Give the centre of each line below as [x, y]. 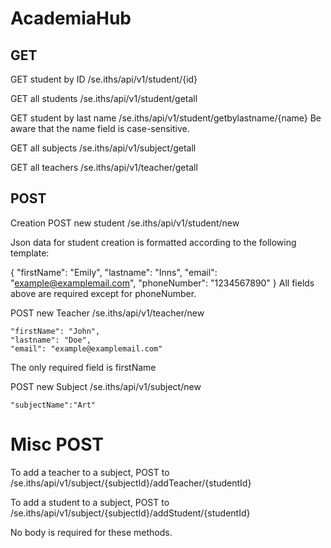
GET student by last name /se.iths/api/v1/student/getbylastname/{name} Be [166, 118]
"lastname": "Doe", [51, 340]
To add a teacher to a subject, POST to [90, 472]
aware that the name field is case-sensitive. [100, 128]
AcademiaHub [71, 18]
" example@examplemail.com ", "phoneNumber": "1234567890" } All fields [162, 283]
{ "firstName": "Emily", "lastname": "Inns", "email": [114, 272]
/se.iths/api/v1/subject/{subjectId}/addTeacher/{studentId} [131, 483]
